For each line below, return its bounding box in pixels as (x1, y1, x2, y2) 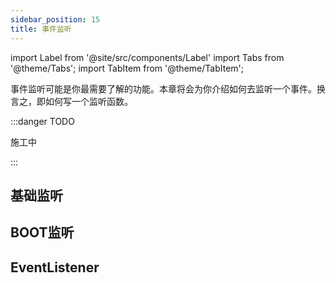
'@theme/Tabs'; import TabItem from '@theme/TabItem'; (10, 62, 244, 74)
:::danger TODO (10, 115, 75, 127)
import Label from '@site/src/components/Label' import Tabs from (10, 51, 285, 63)
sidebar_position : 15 (10, 14, 101, 25)
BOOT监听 (10, 224, 75, 241)
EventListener (10, 259, 100, 276)
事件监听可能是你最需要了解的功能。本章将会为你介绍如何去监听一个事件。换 (10, 82, 326, 95)
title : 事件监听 (10, 24, 72, 34)
